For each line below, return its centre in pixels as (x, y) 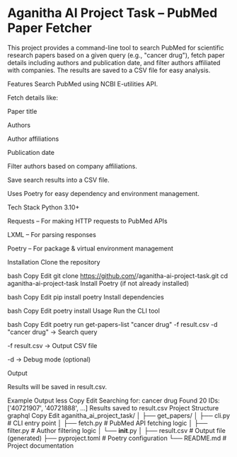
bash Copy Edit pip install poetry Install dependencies (86, 297)
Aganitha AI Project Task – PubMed (112, 13)
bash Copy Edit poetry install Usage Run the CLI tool (84, 311)
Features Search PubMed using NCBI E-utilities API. (82, 83)
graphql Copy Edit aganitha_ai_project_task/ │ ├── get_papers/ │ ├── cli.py (119, 415)
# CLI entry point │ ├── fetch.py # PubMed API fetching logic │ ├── (108, 423)
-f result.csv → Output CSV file (52, 345)
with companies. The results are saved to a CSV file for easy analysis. (109, 70)
